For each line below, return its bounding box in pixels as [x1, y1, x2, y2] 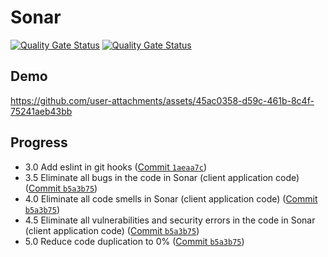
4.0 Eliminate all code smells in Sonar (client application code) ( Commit [24, 192, 318, 205]
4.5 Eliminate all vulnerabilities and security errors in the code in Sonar [24, 214, 316, 226]
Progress [10, 134, 68, 151]
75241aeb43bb [10, 105, 73, 117]
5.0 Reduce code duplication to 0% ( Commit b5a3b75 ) [24, 235, 245, 247]
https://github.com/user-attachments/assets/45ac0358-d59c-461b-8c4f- [10, 94, 315, 106]
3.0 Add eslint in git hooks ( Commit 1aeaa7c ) [24, 161, 208, 173]
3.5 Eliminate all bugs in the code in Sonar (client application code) [24, 171, 300, 183]
